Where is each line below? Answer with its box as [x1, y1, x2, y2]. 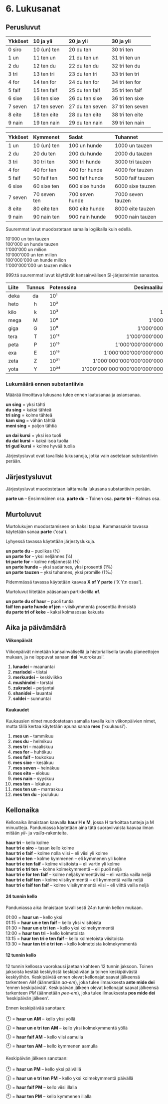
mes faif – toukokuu [12, 754, 54, 760]
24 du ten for [68, 78, 100, 85]
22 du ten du [68, 62, 99, 69]
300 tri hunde [68, 158, 101, 165]
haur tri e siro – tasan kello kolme [5, 844, 74, 850]
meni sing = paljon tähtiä [5, 423, 57, 429]
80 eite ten [33, 205, 59, 212]
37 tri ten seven [111, 103, 149, 110]
